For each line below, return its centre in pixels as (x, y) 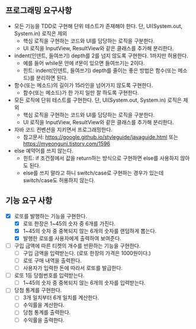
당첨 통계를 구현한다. (38, 290)
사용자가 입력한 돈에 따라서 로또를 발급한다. (73, 268)
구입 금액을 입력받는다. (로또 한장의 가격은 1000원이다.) (87, 253)
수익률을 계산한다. (44, 305)
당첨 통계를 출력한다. (47, 312)
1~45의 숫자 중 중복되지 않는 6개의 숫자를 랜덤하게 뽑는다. (90, 231)
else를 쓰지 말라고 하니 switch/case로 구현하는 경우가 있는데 (93, 173)
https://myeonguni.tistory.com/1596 (67, 143)
